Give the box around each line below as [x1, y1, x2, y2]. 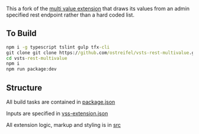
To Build [6, 28, 37, 39]
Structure [6, 82, 43, 92]
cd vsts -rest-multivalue [6, 55, 68, 61]
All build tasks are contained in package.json [6, 98, 115, 106]
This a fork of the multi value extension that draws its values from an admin [6, 5, 190, 12]
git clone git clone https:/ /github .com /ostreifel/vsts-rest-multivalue [6, 50, 190, 56]
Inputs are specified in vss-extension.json [6, 110, 108, 117]
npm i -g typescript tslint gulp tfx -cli [6, 44, 110, 50]
